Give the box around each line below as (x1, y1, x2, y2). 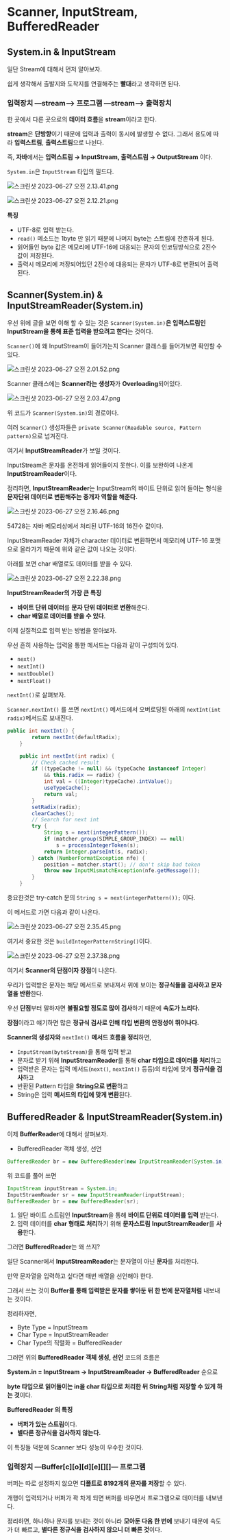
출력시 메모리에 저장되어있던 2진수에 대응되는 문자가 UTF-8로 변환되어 (16, 260, 206, 268)
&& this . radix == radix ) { (43, 772, 121, 779)
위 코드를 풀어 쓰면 (7, 1171, 57, 1179)
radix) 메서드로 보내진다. (7, 714, 73, 722)
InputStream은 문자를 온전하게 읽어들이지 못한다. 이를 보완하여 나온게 (7, 461, 194, 470)
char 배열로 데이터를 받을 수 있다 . (16, 612, 106, 621)
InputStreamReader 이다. (7, 470, 77, 478)
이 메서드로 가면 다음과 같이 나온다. (7, 908, 101, 916)
